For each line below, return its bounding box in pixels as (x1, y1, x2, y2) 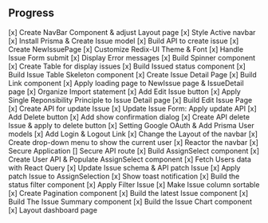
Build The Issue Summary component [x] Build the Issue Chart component (8, 197, 253, 206)
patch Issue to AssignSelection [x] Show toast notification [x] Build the (8, 171, 240, 181)
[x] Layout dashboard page (8, 205, 98, 214)
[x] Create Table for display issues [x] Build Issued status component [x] (8, 61, 246, 71)
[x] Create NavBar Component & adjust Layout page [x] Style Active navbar (8, 27, 256, 37)
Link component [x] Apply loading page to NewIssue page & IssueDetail (8, 78, 245, 88)
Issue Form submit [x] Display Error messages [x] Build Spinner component (8, 53, 256, 62)
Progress (8, 6, 54, 20)
